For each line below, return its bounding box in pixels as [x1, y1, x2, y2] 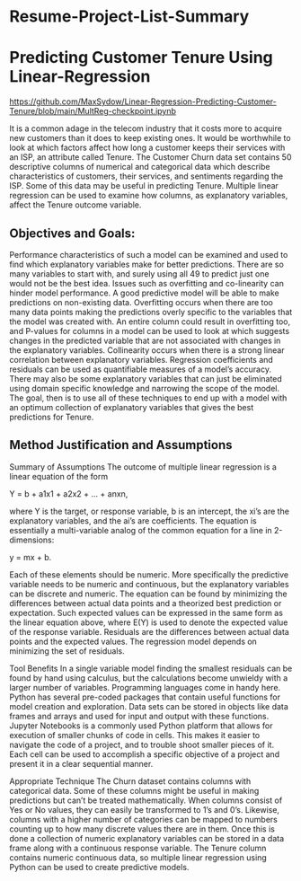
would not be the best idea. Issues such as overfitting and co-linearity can [9, 278, 285, 288]
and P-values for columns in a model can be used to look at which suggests [9, 325, 290, 336]
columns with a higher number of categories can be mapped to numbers [9, 814, 279, 824]
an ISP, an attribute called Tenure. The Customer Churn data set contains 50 [9, 152, 292, 163]
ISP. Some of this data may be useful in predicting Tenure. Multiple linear [9, 181, 279, 191]
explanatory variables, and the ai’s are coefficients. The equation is [9, 515, 258, 526]
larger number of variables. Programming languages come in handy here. [9, 682, 281, 692]
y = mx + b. [9, 551, 52, 562]
